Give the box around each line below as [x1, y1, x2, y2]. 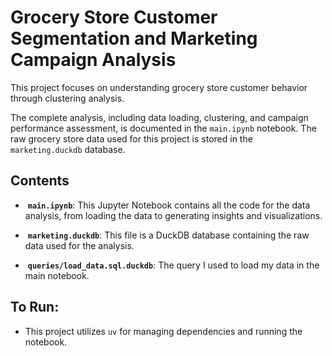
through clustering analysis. [10, 92, 125, 104]
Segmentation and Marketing [10, 27, 258, 50]
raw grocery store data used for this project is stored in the [10, 132, 253, 145]
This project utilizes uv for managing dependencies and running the [24, 325, 303, 337]
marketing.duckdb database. [10, 143, 126, 155]
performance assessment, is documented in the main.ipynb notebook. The [10, 122, 317, 134]
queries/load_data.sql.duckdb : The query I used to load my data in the [27, 259, 320, 271]
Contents [10, 172, 70, 190]
